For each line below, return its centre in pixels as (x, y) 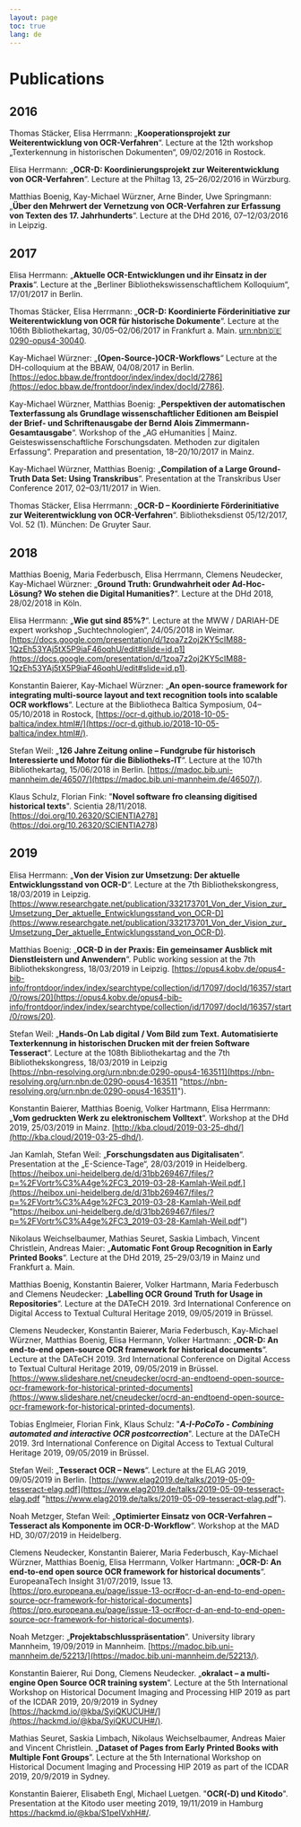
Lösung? (26, 594)
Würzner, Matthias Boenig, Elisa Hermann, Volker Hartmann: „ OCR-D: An (144, 1340)
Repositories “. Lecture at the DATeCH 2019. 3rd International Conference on (150, 1303)
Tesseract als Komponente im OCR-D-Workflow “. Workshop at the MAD (144, 1525)
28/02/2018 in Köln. (46, 603)
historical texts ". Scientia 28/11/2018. (78, 806)
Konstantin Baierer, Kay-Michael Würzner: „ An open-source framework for (149, 686)
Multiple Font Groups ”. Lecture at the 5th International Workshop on (135, 1757)
